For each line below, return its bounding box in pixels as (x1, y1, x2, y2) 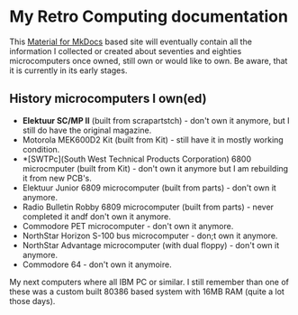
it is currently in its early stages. (9, 65, 128, 76)
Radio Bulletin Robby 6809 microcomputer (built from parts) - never (22, 201, 275, 212)
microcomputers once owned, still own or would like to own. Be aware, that (9, 55, 288, 66)
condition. (22, 144, 60, 154)
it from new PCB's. (22, 172, 93, 183)
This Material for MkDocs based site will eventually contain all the (9, 36, 252, 47)
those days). (9, 295, 56, 306)
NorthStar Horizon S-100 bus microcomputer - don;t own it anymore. (22, 230, 278, 241)
